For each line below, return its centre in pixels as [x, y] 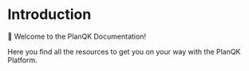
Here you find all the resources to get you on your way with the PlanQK [124, 51]
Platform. [22, 60]
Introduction [49, 15]
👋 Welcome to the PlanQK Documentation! [77, 36]
